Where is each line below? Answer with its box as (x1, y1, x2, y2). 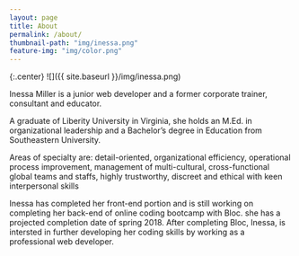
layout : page (9, 13, 58, 22)
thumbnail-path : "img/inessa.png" (9, 38, 139, 48)
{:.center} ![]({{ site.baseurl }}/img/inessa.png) (9, 71, 181, 82)
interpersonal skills (9, 181, 79, 191)
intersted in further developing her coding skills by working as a (9, 226, 245, 238)
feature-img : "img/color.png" (9, 47, 123, 56)
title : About (9, 22, 58, 31)
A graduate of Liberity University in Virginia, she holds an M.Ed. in (9, 116, 253, 127)
